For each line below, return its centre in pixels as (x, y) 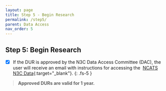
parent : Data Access (27, 24)
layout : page (19, 10)
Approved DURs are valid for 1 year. (56, 83)
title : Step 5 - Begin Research (40, 15)
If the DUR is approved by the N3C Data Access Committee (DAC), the (87, 62)
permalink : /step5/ (26, 19)
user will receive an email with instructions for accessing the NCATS (85, 68)
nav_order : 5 (19, 29)
